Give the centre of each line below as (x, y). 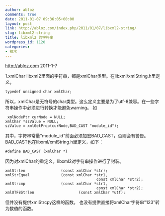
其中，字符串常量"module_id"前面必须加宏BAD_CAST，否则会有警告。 (77, 135)
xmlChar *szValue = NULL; (32, 121)
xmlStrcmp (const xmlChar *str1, (56, 184)
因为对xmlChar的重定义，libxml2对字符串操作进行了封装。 (65, 161)
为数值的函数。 (20, 208)
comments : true (21, 14)
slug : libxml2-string (28, 33)
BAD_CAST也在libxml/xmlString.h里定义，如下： (54, 142)
